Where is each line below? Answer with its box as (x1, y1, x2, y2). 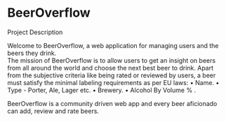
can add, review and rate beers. (7, 107, 100, 115)
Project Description (7, 28, 63, 36)
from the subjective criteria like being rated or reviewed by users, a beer (7, 71, 216, 79)
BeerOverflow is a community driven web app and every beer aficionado (7, 99, 218, 107)
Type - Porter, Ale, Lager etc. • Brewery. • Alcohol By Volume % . (7, 86, 197, 94)
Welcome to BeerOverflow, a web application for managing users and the (7, 41, 219, 49)
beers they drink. (7, 49, 57, 57)
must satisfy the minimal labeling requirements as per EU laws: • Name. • (7, 78, 220, 86)
